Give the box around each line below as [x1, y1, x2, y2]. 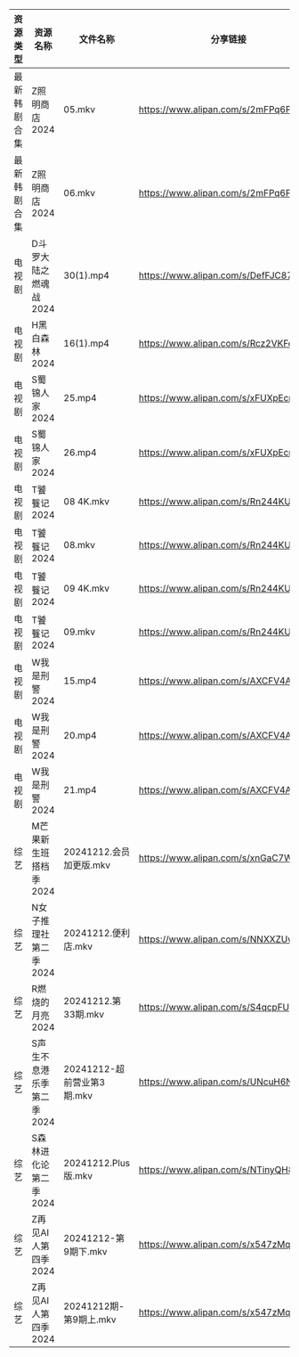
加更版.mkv [63, 859, 111, 871]
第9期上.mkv [63, 1313, 117, 1326]
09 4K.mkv [63, 583, 109, 594]
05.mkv [63, 103, 96, 115]
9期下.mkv [63, 1246, 108, 1257]
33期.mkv [63, 1009, 105, 1020]
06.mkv [63, 187, 96, 199]
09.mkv [63, 625, 96, 638]
